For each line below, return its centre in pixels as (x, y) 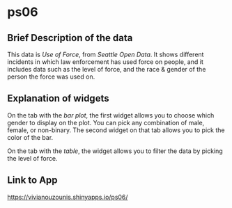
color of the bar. (30, 137)
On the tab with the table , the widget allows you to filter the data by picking (115, 151)
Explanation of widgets (58, 98)
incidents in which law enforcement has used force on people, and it (105, 62)
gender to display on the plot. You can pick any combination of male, (106, 122)
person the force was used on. (51, 77)
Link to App (32, 181)
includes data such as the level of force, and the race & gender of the (107, 69)
